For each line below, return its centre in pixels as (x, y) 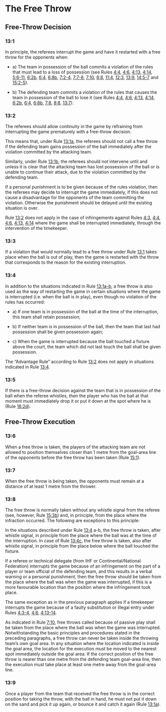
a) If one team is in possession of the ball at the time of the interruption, (85, 311)
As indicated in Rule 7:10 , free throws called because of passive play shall (80, 622)
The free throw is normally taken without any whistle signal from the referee (83, 510)
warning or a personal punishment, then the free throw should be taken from (83, 577)
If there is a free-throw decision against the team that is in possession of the (83, 391)
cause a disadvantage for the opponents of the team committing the (75, 198)
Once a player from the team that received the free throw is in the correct (80, 694)
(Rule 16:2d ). (18, 406)
